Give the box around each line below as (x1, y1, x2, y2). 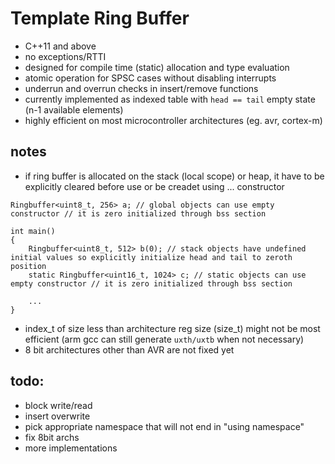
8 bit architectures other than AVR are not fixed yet (24, 343, 235, 356)
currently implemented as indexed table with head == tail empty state (24, 93, 316, 105)
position (10, 261, 47, 271)
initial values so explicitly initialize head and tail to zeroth (10, 252, 293, 262)
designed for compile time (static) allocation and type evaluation (24, 61, 290, 73)
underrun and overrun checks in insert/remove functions (24, 82, 259, 94)
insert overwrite (24, 410, 91, 422)
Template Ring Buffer (10, 7, 190, 30)
